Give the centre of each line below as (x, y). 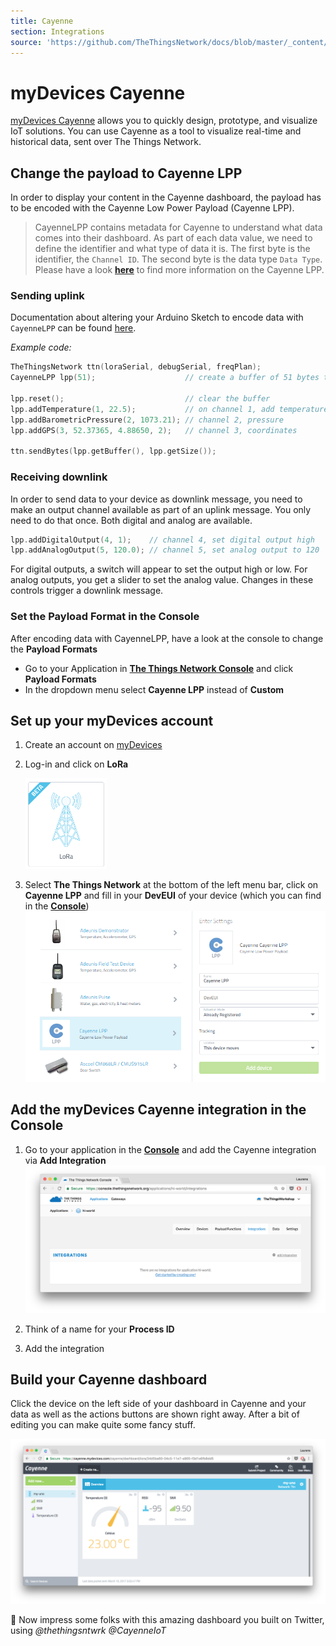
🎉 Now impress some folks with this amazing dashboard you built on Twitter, (167, 1620)
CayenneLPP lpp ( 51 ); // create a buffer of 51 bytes (165, 378)
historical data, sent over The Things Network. (106, 142)
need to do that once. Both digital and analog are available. (131, 520)
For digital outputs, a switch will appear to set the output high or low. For (159, 569)
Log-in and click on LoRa (76, 764)
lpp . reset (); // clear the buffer (140, 399)
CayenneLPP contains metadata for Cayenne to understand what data (178, 227)
